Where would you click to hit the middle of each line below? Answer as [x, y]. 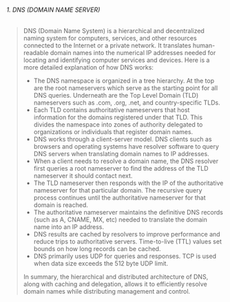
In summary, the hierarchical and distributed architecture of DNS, [116, 277]
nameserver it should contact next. [83, 176]
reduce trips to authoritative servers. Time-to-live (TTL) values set [127, 241]
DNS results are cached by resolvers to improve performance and [127, 235]
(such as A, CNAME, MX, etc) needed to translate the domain [121, 219]
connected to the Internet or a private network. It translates [107, 45]
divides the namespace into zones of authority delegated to [118, 125]
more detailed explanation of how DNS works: [88, 67]
